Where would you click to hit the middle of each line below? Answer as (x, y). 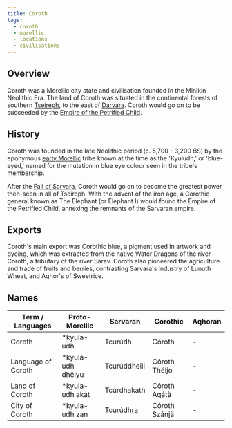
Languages (33, 326)
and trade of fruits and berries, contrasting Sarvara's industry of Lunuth (109, 269)
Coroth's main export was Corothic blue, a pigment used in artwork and (109, 247)
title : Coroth (28, 13)
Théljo (162, 371)
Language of (31, 362)
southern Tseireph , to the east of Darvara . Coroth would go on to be (104, 105)
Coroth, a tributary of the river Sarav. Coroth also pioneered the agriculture (114, 261)
